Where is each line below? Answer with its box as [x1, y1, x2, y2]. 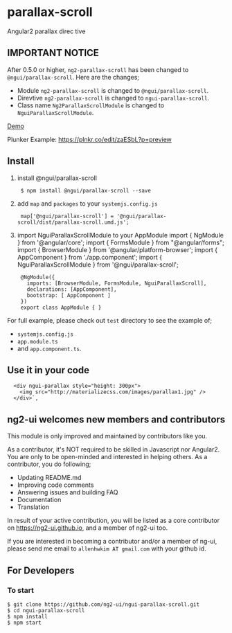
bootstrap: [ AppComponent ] [26, 292, 111, 298]
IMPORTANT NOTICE [7, 47, 99, 59]
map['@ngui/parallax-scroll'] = [20, 213, 114, 220]
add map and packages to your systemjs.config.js [17, 199, 158, 208]
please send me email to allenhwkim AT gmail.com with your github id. [7, 544, 206, 553]
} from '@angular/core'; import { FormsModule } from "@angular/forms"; [17, 238, 225, 247]
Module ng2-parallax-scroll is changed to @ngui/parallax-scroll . [17, 86, 209, 94]
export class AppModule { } [20, 304, 102, 311]
